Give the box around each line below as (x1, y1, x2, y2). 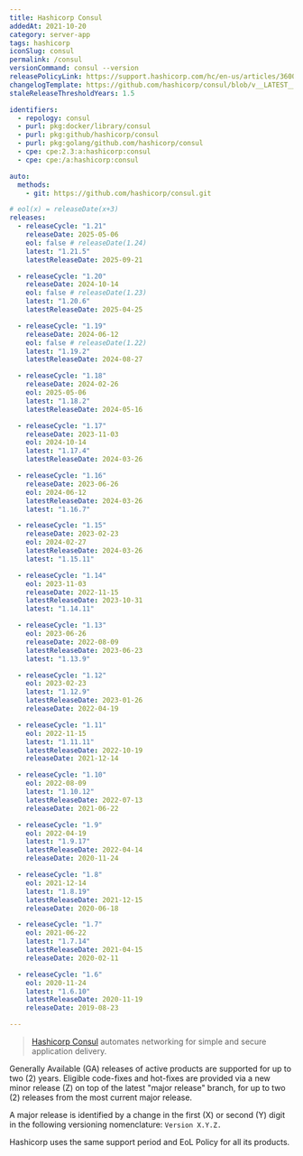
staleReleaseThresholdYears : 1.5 (9, 89, 135, 98)
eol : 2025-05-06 (25, 388, 87, 397)
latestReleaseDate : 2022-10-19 (25, 746, 143, 755)
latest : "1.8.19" (25, 887, 91, 896)
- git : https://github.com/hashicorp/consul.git (25, 189, 212, 198)
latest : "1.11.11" (25, 737, 95, 746)
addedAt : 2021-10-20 (9, 22, 87, 31)
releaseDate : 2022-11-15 (25, 588, 119, 597)
